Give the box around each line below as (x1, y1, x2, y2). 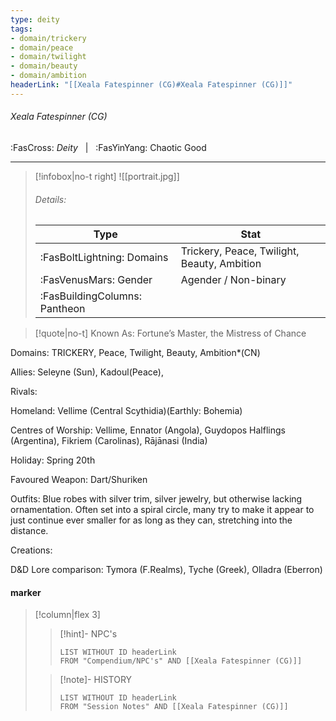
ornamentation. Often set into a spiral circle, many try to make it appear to (10, 504, 315, 516)
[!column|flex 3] (34, 609, 101, 621)
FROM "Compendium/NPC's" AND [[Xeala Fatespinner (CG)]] (59, 656, 303, 666)
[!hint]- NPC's (59, 628, 118, 640)
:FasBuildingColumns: (39, 289, 143, 303)
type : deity (10, 14, 60, 25)
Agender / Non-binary (180, 273, 287, 287)
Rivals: (10, 386, 38, 398)
